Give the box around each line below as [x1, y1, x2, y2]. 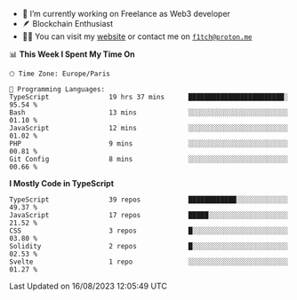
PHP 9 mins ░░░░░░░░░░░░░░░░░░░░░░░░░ [9, 139, 289, 148]
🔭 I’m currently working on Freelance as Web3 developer [21, 9, 231, 19]
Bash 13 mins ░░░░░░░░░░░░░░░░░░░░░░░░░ [9, 108, 289, 117]
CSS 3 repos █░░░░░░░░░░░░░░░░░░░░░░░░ [9, 226, 289, 235]
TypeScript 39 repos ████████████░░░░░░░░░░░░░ [9, 195, 289, 204]
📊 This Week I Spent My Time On [9, 49, 135, 59]
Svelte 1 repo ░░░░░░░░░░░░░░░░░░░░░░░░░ [9, 257, 289, 266]
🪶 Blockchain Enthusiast [21, 19, 114, 28]
